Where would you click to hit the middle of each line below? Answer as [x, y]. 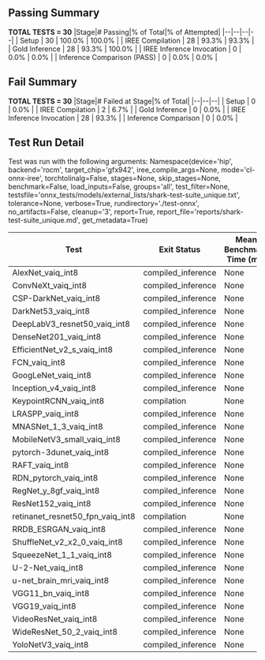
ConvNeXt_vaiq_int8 [50, 286]
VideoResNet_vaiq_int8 [55, 619]
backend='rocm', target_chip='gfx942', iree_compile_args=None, [114, 170]
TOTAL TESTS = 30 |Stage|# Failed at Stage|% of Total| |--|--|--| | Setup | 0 [132, 101]
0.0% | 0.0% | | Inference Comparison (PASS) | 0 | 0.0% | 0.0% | [113, 57]
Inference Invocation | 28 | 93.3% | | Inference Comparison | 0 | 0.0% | [123, 118]
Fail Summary [43, 82]
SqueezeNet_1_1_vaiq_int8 [62, 555]
